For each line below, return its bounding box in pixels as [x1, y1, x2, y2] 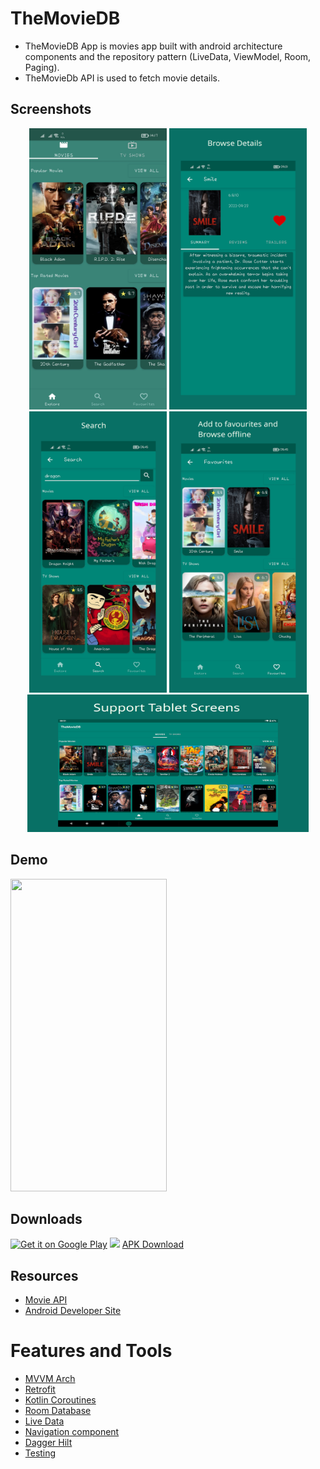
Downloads [10, 1210, 83, 1227]
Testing [24, 1447, 57, 1459]
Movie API [24, 1294, 68, 1306]
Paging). [24, 61, 60, 73]
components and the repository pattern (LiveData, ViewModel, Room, [24, 50, 312, 62]
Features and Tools [10, 1340, 173, 1362]
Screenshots [10, 101, 92, 118]
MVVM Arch [24, 1373, 76, 1385]
